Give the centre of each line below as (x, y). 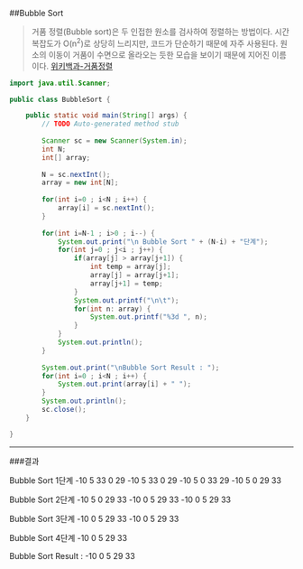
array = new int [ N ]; (80, 183)
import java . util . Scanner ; (60, 83)
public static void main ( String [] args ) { (106, 116)
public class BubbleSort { (60, 99)
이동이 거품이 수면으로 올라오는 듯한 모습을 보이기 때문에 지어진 (159, 54)
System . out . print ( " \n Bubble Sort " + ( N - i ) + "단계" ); (163, 242)
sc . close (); (64, 410)
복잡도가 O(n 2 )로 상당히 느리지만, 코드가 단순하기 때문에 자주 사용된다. (155, 42)
